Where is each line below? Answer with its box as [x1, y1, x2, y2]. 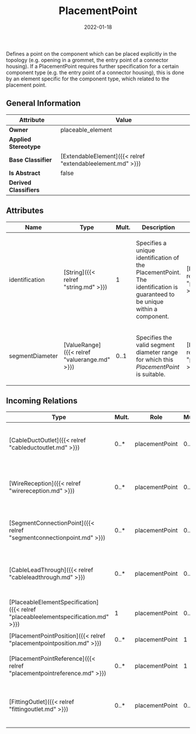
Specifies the [136, 333, 172, 341]
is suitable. [136, 370, 166, 378]
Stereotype [9, 142, 41, 151]
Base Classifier [9, 155, 52, 164]
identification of [136, 253, 180, 261]
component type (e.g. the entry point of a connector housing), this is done [6, 69, 185, 76]
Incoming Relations [6, 396, 78, 406]
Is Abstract [9, 169, 41, 177]
